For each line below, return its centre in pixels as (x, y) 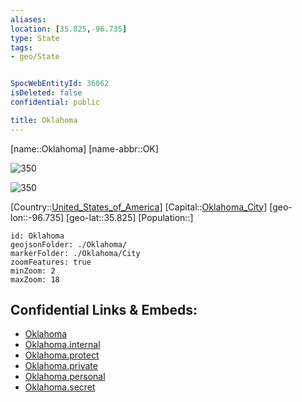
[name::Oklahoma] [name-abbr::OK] (84, 148)
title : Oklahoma (44, 120)
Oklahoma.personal (65, 377)
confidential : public (55, 102)
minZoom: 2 (33, 271)
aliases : (28, 19)
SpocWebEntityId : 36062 (60, 84)
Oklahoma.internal (62, 345)
